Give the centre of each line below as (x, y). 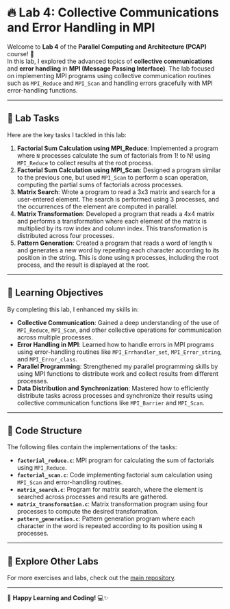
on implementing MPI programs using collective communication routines (109, 75)
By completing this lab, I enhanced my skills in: (73, 309)
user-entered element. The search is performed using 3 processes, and (118, 199)
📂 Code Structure (44, 430)
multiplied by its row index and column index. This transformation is (112, 228)
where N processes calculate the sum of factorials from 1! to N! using (114, 155)
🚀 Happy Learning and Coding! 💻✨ (58, 598)
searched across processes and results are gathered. (92, 497)
